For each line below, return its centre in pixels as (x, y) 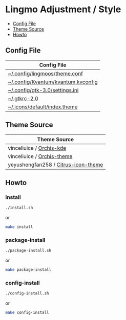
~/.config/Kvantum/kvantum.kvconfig (53, 82)
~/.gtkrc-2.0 (23, 98)
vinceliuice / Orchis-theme (40, 156)
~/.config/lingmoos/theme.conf (46, 74)
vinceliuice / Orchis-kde (37, 148)
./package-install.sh (28, 251)
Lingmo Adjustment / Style (63, 9)
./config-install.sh (27, 293)
